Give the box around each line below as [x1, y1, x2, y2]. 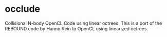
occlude [5, 3, 41, 15]
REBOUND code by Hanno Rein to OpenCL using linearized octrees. [5, 25, 149, 31]
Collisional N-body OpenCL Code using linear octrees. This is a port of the [5, 20, 162, 26]
